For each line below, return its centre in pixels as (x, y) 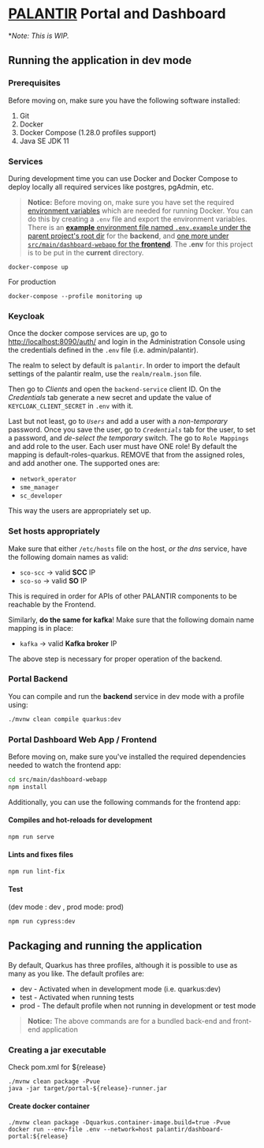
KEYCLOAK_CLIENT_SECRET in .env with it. (71, 406)
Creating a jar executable (57, 1050)
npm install (28, 787)
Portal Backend (38, 679)
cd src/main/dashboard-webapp (58, 780)
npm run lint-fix (37, 872)
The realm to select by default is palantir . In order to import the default (124, 365)
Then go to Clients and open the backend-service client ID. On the (115, 389)
